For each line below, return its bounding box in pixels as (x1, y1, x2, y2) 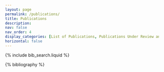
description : (5, 20, 32, 26)
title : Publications (5, 16, 47, 21)
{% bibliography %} (5, 61, 45, 67)
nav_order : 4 (5, 30, 32, 35)
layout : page (5, 7, 32, 12)
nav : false (5, 25, 27, 30)
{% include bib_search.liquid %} (5, 52, 70, 58)
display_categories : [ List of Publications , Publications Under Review (5, 35, 154, 39)
